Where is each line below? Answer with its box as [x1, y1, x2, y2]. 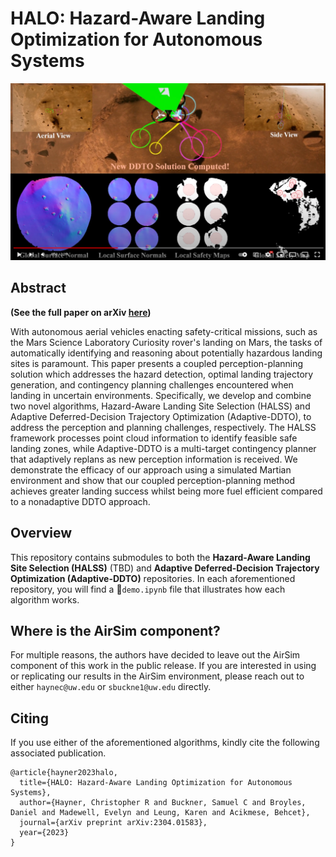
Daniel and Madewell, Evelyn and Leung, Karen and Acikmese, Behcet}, [10, 808, 311, 818]
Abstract [10, 280, 67, 297]
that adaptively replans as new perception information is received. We [10, 453, 298, 465]
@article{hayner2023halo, [10, 768, 118, 778]
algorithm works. [10, 593, 80, 606]
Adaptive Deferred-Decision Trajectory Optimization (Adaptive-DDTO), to [10, 410, 312, 422]
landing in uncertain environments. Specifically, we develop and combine [10, 389, 312, 401]
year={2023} [19, 828, 70, 838]
